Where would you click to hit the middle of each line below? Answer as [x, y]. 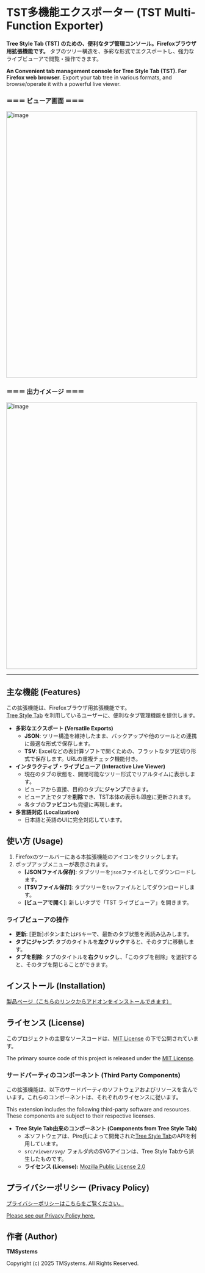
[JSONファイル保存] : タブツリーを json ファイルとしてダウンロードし [110, 872]
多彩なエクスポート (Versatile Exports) [64, 729]
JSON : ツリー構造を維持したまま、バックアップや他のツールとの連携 [110, 736]
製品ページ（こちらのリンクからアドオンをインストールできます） [89, 1002]
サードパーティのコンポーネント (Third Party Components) [94, 1075]
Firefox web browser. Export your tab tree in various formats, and [89, 77]
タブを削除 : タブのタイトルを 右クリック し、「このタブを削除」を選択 [101, 957]
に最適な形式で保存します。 [59, 744]
